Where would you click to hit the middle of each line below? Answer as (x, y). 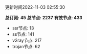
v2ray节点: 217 (27, 40)
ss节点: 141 (23, 34)
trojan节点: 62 (26, 46)
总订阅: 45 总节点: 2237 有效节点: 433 (44, 18)
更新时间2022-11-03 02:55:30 (35, 7)
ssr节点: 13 (23, 28)
